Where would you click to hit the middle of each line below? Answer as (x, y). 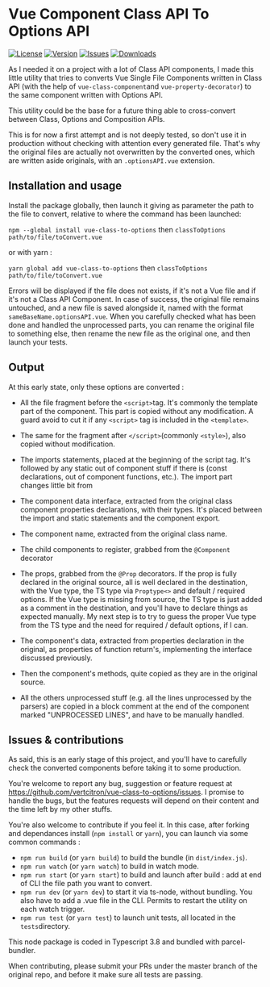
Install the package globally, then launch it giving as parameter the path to (131, 205)
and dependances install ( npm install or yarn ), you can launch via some (128, 834)
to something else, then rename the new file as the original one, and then (130, 333)
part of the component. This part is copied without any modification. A (137, 411)
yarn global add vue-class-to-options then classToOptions (108, 268)
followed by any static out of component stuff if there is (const (123, 468)
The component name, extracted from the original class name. (124, 533)
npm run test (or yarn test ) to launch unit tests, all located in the (128, 918)
